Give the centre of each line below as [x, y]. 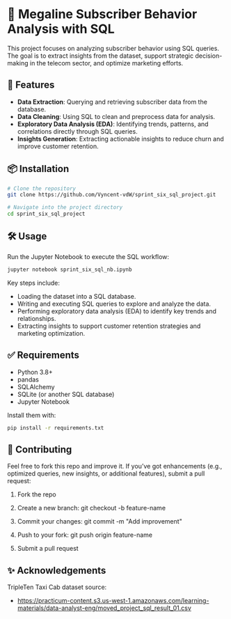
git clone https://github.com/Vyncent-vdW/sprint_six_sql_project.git [112, 195]
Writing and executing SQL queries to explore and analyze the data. [114, 304]
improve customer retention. [58, 146]
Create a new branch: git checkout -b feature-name [91, 508]
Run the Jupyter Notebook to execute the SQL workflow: [88, 256]
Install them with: [32, 415]
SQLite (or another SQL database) [66, 394]
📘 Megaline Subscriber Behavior [102, 14]
